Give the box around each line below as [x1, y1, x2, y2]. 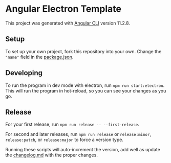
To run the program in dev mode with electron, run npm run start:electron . [5, 82, 165, 88]
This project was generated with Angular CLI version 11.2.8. [5, 20, 131, 26]
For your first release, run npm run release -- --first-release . [5, 121, 140, 128]
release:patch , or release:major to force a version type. [5, 136, 124, 143]
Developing [5, 68, 42, 77]
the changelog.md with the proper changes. [5, 152, 98, 158]
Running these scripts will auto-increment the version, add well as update [5, 147, 160, 153]
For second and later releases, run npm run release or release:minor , [5, 131, 152, 137]
